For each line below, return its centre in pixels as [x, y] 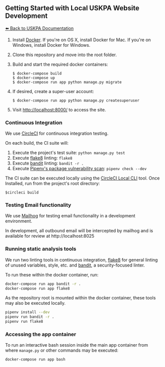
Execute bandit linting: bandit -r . [48, 163]
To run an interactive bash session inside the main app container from [77, 345]
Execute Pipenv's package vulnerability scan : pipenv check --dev [79, 169]
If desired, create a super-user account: [53, 91]
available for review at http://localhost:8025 [50, 236]
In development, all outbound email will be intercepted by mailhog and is [79, 231]
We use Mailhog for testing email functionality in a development [70, 216]
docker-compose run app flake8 [38, 288]
